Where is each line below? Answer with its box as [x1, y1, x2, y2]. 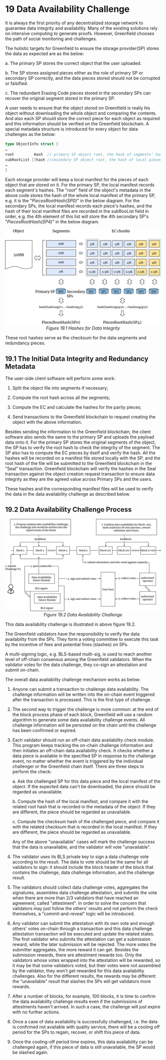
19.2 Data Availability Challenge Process [5, 505, 132, 514]
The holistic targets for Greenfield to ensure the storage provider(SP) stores [5, 45, 160, 51]
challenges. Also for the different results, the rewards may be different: [12, 973, 157, 979]
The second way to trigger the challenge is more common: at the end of [12, 706, 159, 713]
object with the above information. [12, 419, 83, 425]
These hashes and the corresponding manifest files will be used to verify [5, 486, 154, 492]
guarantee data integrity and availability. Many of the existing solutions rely [5, 25, 158, 31]
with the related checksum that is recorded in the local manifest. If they [12, 824, 157, 830]
